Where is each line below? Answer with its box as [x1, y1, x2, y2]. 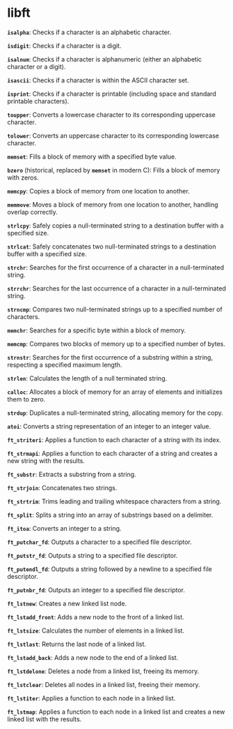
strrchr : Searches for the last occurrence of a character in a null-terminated [7, 284, 226, 293]
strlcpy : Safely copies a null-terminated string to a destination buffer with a [7, 221, 224, 230]
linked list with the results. [7, 714, 82, 723]
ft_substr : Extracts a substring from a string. [7, 470, 137, 478]
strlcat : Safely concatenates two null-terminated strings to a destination [7, 242, 216, 251]
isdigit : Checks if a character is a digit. [7, 41, 122, 50]
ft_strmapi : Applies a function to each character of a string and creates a [7, 449, 218, 457]
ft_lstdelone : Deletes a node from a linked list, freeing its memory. [7, 667, 200, 675]
